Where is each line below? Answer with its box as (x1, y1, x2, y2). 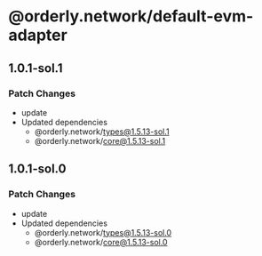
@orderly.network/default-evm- (8, 6, 254, 27)
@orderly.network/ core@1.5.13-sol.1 (34, 135, 166, 146)
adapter (8, 25, 67, 45)
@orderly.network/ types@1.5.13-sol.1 (34, 126, 170, 137)
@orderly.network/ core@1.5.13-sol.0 (34, 236, 168, 247)
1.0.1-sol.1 (8, 60, 63, 76)
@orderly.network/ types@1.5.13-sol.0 (34, 227, 172, 237)
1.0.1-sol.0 (8, 162, 67, 177)
